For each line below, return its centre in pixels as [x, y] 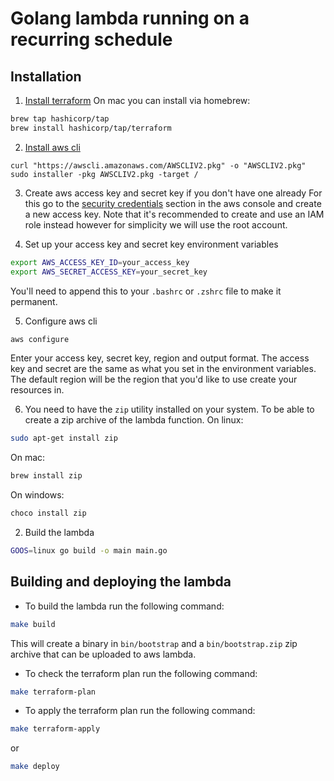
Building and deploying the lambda [121, 582]
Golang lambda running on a [130, 18]
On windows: [37, 495]
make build [33, 624]
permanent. [34, 301]
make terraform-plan [53, 692]
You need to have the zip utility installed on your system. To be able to [169, 409]
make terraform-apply [55, 729]
